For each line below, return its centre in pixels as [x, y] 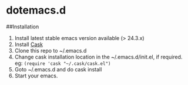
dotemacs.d [36, 10]
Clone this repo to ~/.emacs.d [51, 50]
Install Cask [28, 44]
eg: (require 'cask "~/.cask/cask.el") [63, 63]
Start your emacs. [36, 76]
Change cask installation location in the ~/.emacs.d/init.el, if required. [98, 57]
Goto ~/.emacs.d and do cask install [58, 69]
